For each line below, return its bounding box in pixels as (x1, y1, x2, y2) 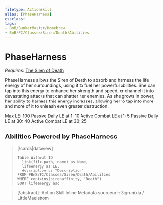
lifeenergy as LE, (22, 164, 60, 169)
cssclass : (5, 16, 26, 21)
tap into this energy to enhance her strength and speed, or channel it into (5, 87, 154, 94)
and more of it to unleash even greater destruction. (5, 103, 109, 109)
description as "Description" (22, 168, 84, 173)
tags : (5, 21, 16, 26)
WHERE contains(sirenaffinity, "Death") (17, 176, 102, 181)
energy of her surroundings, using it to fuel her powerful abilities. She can (5, 82, 156, 88)
